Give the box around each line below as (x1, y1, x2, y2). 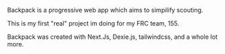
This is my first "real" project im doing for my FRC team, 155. (7, 19, 180, 27)
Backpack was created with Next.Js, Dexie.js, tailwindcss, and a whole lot (7, 33, 218, 41)
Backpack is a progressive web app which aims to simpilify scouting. (7, 6, 204, 14)
